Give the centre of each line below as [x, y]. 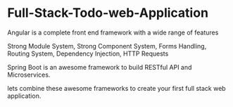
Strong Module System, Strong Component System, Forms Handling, [107, 46]
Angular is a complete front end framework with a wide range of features [113, 32]
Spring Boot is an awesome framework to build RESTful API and [100, 67]
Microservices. [29, 75]
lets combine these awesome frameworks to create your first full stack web [117, 88]
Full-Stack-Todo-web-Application [108, 13]
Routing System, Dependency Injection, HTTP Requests [88, 53]
